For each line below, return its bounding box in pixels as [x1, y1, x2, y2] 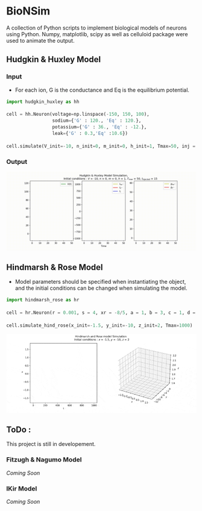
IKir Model [6, 484, 37, 492]
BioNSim [6, 4, 51, 18]
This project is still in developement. [6, 440, 96, 448]
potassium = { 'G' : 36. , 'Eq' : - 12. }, [52, 124, 147, 130]
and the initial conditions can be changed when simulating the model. [14, 284, 188, 292]
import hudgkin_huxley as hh [6, 98, 80, 105]
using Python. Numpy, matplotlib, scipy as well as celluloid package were [6, 30, 188, 37]
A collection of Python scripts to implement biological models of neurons [6, 24, 187, 31]
